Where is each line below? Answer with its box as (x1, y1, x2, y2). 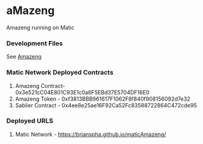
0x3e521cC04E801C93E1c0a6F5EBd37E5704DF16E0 (15, 88, 150, 96)
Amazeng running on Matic (6, 24, 75, 31)
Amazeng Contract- (15, 82, 65, 89)
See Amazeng (6, 53, 42, 60)
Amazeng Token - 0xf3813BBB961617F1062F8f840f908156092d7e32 (15, 95, 191, 103)
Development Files (6, 39, 63, 48)
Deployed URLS (6, 117, 54, 125)
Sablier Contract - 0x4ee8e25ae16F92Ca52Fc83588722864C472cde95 (15, 101, 197, 109)
